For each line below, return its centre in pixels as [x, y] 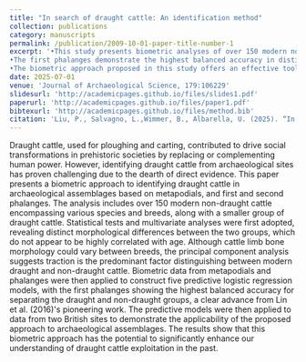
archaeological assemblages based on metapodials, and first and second [147, 194]
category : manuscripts [52, 35]
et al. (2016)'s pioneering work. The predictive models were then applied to [150, 309]
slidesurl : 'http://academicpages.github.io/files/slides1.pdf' [134, 94]
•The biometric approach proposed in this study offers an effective [144, 69]
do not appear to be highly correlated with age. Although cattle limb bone [147, 242]
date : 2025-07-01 [42, 77]
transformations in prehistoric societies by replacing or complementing [143, 155]
